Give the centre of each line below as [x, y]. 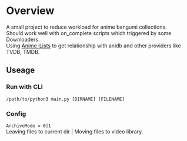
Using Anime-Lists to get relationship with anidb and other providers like [93, 46]
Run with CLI [24, 87]
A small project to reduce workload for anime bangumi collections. [86, 27]
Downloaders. [23, 39]
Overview [30, 11]
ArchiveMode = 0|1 [29, 126]
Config [16, 114]
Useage [21, 70]
